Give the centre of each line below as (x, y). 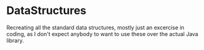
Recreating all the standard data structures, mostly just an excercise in (95, 27)
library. (15, 40)
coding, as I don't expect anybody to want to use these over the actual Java (102, 34)
